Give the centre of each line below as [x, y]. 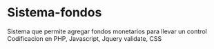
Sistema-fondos [55, 13]
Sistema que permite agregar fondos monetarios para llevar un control [107, 31]
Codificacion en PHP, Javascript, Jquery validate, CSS [85, 38]
